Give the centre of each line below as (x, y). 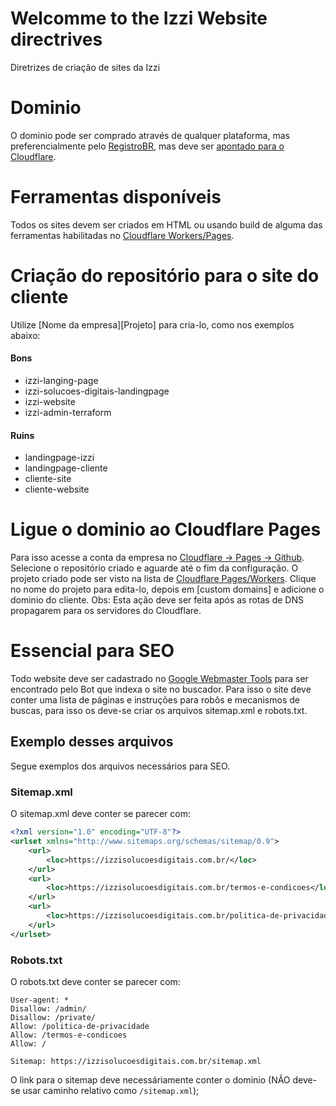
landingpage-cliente (66, 468)
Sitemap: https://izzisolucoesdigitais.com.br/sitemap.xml (136, 1061)
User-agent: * (40, 1000)
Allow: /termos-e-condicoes (69, 1035)
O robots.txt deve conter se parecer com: (95, 981)
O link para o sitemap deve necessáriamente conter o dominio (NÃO (150, 1079)
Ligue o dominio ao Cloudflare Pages (166, 529)
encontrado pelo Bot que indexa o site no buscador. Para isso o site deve (161, 689)
